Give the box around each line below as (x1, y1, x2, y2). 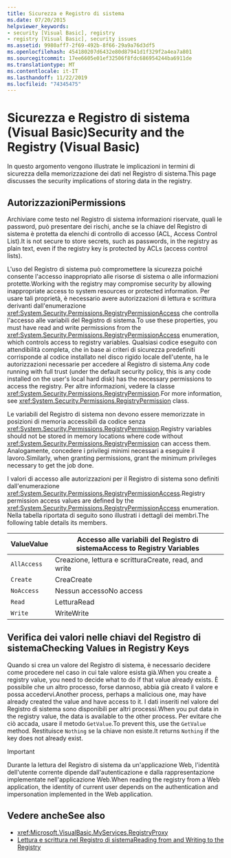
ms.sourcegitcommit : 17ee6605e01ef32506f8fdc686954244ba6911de (7, 55, 192, 62)
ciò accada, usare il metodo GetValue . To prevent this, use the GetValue (7, 719, 206, 727)
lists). (7, 252, 23, 260)
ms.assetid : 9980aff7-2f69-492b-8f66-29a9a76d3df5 (7, 42, 155, 49)
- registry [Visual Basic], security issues (7, 36, 137, 43)
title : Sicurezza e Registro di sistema (7, 10, 125, 17)
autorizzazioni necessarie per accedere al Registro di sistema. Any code (7, 360, 210, 368)
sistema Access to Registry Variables (76, 543, 199, 553)
